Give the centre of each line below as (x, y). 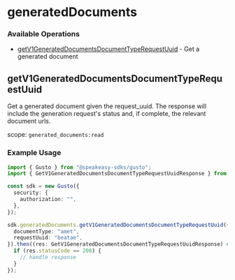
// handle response (48, 258)
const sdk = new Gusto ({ (43, 186)
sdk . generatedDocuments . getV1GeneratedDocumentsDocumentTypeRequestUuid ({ (119, 225)
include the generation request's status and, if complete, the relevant (107, 114)
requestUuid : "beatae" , (48, 238)
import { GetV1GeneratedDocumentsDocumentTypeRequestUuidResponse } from (117, 174)
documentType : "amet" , (47, 231)
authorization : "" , (48, 200)
